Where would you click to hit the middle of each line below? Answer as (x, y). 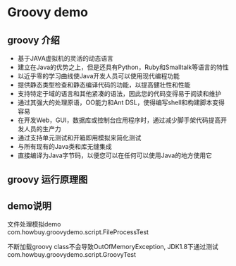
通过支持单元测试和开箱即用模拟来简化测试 (79, 138)
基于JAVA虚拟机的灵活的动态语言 (66, 58)
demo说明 (29, 206)
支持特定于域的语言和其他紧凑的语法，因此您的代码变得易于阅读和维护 (119, 93)
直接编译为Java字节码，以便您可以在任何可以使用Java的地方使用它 (115, 155)
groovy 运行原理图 (48, 180)
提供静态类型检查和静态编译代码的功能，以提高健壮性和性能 (104, 85)
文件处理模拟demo (34, 224)
